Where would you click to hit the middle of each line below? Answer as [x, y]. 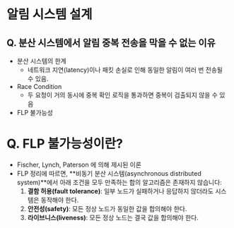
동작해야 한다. [60, 200]
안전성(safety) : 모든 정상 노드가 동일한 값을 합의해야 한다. [107, 208]
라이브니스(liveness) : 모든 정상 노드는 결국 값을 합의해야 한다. [113, 217]
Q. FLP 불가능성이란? [65, 144]
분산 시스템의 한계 [41, 61]
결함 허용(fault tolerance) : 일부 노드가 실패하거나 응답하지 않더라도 [120, 191]
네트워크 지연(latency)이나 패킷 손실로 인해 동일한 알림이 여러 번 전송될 [125, 70]
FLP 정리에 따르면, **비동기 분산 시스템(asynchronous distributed [109, 173]
